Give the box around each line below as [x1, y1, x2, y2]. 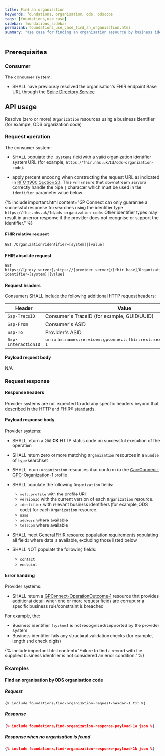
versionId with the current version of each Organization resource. [19, 496, 154, 502]
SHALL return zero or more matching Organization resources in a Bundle [12, 452, 159, 458]
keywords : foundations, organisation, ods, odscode [5, 12, 113, 17]
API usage [5, 103, 37, 111]
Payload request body [5, 354, 51, 360]
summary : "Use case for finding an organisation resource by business [5, 30, 153, 35]
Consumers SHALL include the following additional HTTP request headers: [5, 293, 156, 299]
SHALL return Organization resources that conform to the [12, 467, 129, 472]
